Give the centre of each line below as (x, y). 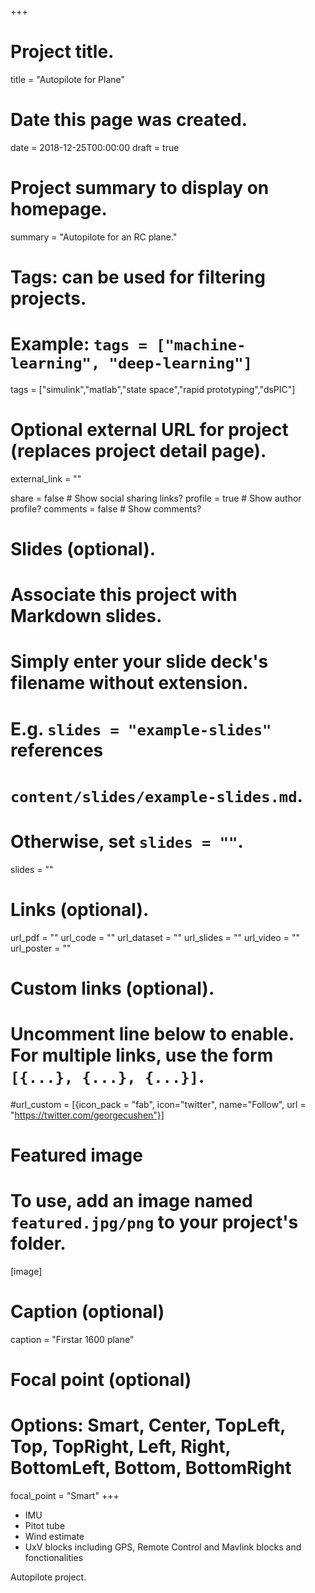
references (57, 750)
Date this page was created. (129, 120)
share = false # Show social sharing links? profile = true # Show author (156, 498)
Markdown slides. (86, 616)
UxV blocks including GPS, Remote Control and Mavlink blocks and (163, 1547)
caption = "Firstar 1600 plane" (72, 1339)
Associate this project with (124, 595)
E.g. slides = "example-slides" (141, 728)
